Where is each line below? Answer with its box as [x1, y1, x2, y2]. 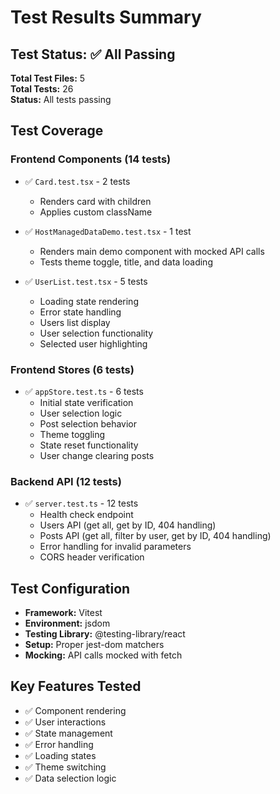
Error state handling [39, 306, 122, 318]
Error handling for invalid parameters [39, 541, 192, 553]
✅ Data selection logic [24, 772, 117, 784]
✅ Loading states [24, 749, 97, 761]
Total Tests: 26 [10, 83, 74, 95]
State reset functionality [39, 439, 139, 451]
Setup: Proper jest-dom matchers [24, 639, 165, 651]
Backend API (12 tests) [10, 474, 122, 488]
